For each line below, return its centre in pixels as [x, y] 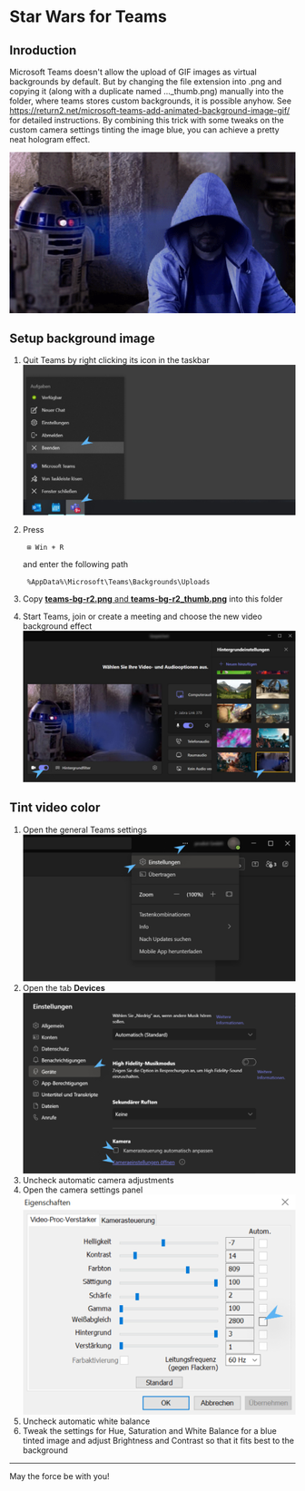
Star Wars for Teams [89, 17]
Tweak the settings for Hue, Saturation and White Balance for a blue [149, 1430]
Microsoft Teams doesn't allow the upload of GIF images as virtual [133, 72]
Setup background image [83, 339]
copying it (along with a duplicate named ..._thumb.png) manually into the [147, 91]
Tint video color [55, 808]
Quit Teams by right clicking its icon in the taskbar [116, 360]
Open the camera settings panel [83, 1190]
